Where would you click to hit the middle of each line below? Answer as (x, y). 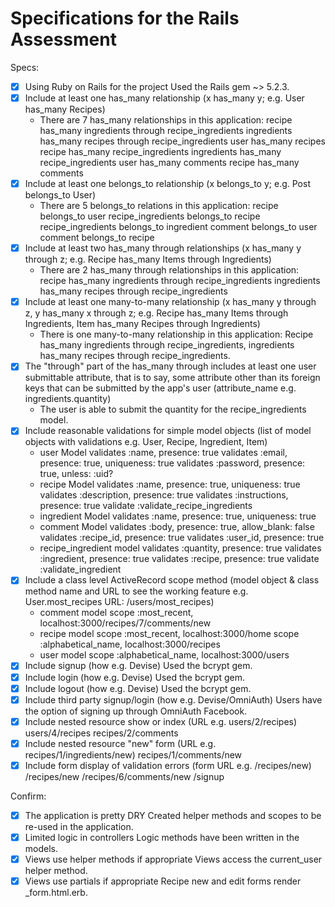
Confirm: (28, 796)
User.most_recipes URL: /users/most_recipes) (119, 602)
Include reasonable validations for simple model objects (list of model (168, 431)
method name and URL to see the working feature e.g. (136, 591)
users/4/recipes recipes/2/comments (101, 733)
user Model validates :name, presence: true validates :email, (163, 453)
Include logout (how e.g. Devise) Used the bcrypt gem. (138, 688)
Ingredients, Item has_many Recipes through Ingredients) (142, 324)
